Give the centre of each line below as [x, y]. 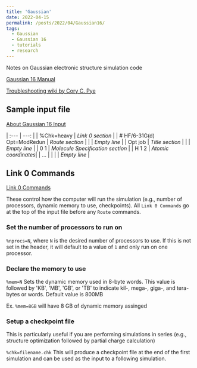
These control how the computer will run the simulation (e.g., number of [94, 199]
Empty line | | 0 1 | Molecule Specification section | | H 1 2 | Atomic [87, 148]
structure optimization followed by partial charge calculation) [81, 341]
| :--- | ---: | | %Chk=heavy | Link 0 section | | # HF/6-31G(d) [80, 136]
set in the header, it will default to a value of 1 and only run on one [87, 247]
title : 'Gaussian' [29, 12]
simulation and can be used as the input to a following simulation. [86, 358]
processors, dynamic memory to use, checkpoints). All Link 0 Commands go [98, 206]
